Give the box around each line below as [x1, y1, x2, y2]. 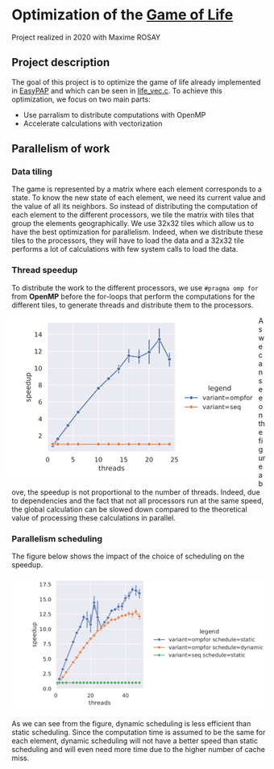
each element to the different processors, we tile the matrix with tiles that [11, 210, 255, 219]
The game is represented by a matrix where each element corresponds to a [11, 184, 263, 194]
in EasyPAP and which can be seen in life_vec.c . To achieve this [11, 86, 222, 95]
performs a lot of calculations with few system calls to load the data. [11, 244, 239, 254]
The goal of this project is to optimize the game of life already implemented [11, 77, 261, 86]
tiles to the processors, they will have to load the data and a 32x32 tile [11, 236, 245, 245]
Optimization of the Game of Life [11, 6, 234, 24]
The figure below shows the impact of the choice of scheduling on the [11, 551, 245, 562]
